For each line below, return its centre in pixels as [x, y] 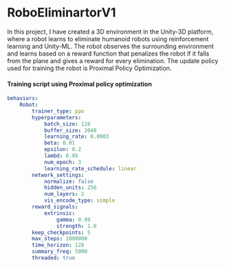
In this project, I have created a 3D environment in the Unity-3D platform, [110, 32]
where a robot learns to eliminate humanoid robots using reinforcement [108, 38]
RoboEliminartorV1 [62, 13]
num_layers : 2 [64, 194]
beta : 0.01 [60, 143]
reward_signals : [55, 207]
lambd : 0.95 [61, 156]
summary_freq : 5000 [60, 252]
